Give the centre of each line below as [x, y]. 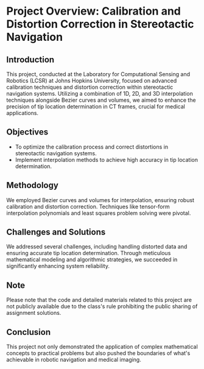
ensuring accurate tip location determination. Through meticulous [89, 253]
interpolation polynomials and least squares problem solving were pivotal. [99, 213]
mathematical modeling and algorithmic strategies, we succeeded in [92, 259]
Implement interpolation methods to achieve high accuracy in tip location [106, 160]
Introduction [30, 59]
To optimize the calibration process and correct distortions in [92, 147]
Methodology [33, 185]
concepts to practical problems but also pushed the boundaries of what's [98, 353]
